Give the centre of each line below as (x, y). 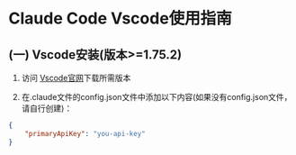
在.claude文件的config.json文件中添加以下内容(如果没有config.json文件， (157, 97)
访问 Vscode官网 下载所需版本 (76, 78)
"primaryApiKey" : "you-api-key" (85, 133)
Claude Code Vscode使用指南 (121, 18)
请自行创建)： (47, 108)
